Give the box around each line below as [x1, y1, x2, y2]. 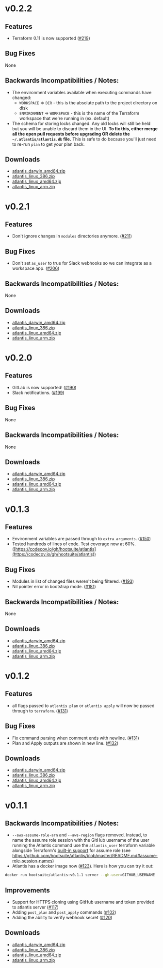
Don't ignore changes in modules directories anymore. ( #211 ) [12, 233, 132, 239]
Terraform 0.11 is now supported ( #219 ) [12, 35, 91, 41]
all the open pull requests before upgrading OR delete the [12, 131, 130, 137]
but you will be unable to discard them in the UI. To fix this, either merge [12, 125, 158, 132]
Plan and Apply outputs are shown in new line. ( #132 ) [12, 740, 119, 746]
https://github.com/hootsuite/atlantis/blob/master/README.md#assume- [12, 853, 158, 859]
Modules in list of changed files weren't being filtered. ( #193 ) [12, 578, 134, 584]
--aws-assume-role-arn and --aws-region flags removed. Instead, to [12, 832, 147, 838]
